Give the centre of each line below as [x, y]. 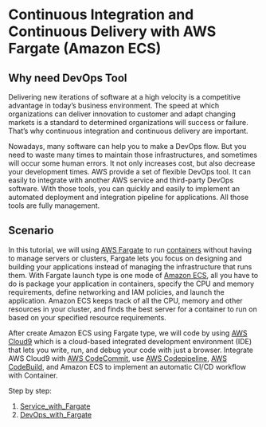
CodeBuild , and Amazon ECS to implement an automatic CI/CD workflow [127, 366]
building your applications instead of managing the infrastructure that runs [130, 266]
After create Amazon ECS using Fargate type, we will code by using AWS [128, 333]
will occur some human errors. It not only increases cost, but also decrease [132, 163]
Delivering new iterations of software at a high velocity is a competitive [125, 97]
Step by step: [30, 390]
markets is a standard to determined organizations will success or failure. [128, 122]
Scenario [31, 231]
